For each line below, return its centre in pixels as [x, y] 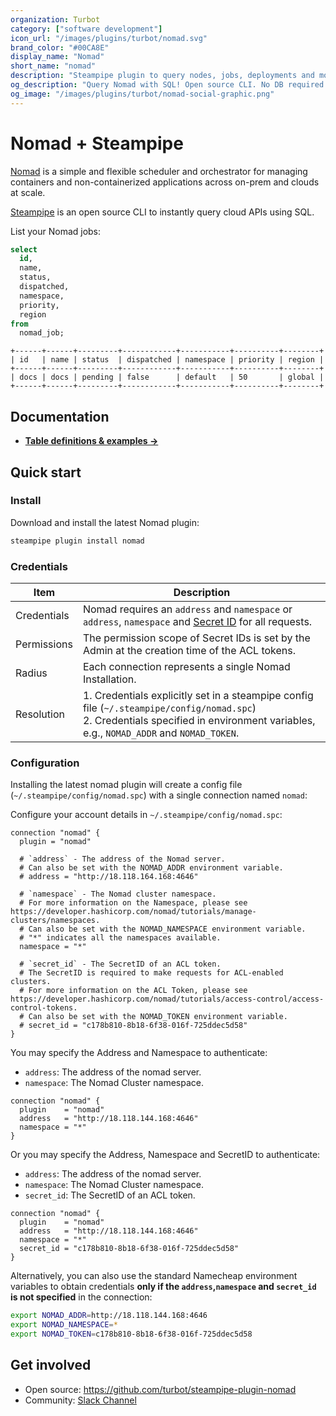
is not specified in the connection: [81, 1297]
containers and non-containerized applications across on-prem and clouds [165, 182]
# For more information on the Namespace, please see [133, 903]
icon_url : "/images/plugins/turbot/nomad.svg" [109, 38]
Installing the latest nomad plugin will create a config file [126, 785]
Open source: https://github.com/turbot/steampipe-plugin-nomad [160, 1389]
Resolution [40, 714]
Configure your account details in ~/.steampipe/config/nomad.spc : [146, 815]
